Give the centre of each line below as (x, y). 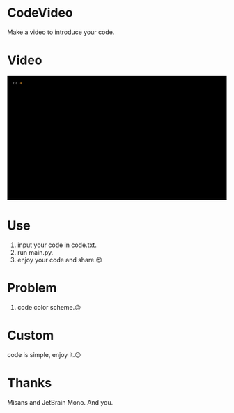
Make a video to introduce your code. (61, 32)
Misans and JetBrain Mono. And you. (60, 402)
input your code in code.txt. (57, 245)
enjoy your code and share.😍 (60, 260)
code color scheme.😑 (49, 307)
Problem (32, 288)
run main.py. (35, 252)
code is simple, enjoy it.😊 (44, 354)
